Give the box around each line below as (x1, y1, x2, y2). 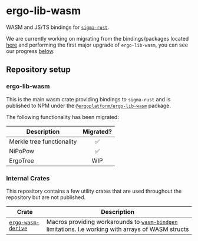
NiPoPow (9, 147, 35, 155)
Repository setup (6, 65, 71, 75)
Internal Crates (6, 174, 50, 182)
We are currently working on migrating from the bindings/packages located (6, 35, 189, 42)
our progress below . (6, 47, 55, 54)
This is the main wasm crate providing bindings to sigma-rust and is (6, 95, 171, 103)
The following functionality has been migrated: (6, 113, 119, 120)
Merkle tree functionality (9, 137, 77, 146)
